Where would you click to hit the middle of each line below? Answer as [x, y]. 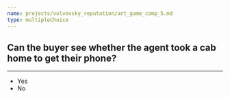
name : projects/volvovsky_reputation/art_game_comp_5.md [90, 13]
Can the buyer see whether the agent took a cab [112, 48]
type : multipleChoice [38, 20]
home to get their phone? [62, 58]
